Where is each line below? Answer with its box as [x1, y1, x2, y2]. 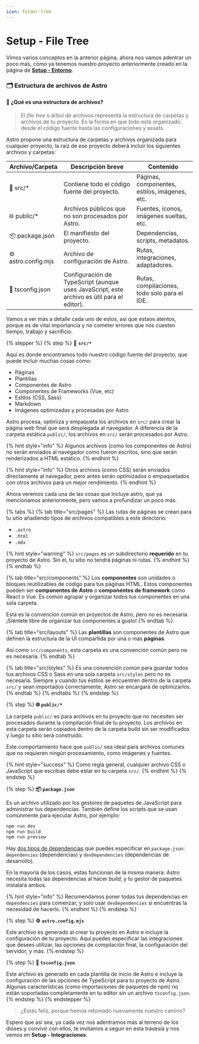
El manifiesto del [63, 229, 110, 237]
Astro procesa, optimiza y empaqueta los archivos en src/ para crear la [6, 418, 181, 425]
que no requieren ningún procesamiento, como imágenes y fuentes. [6, 749, 172, 756]
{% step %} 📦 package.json [6, 785, 75, 792]
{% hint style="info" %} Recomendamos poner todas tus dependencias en [6, 893, 188, 900]
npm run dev [6, 823, 36, 829]
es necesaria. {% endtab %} [6, 652, 75, 660]
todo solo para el [136, 289, 184, 297]
